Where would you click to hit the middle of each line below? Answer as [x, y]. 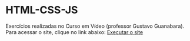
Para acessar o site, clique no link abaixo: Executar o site [74, 32]
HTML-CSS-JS [42, 10]
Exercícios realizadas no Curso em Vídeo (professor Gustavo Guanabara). [95, 26]
